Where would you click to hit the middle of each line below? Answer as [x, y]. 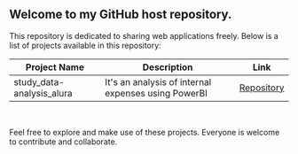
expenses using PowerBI [157, 93]
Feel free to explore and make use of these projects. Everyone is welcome [145, 132]
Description [168, 67]
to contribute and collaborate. [63, 142]
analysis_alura [43, 93]
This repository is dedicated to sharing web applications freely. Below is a [144, 35]
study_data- [39, 81]
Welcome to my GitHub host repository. [121, 15]
